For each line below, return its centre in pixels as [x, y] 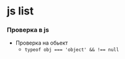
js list [20, 11]
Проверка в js [28, 30]
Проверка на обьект [42, 43]
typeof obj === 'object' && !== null [72, 50]
